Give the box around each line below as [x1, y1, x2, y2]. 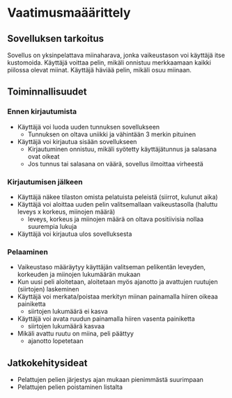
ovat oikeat [27, 152, 60, 161]
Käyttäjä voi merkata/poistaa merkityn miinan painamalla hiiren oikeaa [17, 292, 218, 301]
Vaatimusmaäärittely [7, 5, 131, 21]
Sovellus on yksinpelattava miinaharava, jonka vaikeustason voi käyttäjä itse [7, 51, 225, 59]
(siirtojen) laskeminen [17, 285, 79, 294]
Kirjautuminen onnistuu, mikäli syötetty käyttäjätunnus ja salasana [27, 145, 217, 153]
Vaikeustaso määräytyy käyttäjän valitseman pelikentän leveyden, [17, 263, 206, 271]
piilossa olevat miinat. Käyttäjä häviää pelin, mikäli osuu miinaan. [7, 66, 192, 74]
